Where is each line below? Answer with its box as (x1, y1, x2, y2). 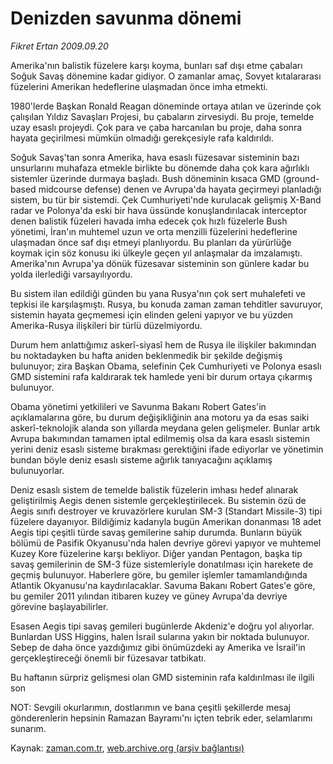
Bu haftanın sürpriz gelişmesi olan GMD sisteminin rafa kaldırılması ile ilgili (10, 671, 315, 683)
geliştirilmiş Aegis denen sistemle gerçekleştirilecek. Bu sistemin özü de (10, 494, 307, 506)
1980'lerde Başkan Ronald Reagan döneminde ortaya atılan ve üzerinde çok (10, 100, 322, 112)
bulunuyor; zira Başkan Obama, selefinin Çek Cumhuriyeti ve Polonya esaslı (10, 360, 322, 372)
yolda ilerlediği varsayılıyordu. (10, 268, 133, 280)
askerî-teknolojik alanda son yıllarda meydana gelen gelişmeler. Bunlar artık (10, 422, 321, 434)
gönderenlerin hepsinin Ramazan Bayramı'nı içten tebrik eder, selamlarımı (10, 712, 313, 724)
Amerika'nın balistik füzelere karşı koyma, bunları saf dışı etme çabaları (10, 59, 303, 71)
